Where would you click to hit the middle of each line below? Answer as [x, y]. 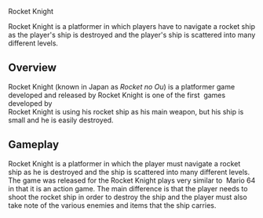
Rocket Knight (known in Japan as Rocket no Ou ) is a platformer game [122, 86]
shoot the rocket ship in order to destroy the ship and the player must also [128, 197]
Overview [33, 68]
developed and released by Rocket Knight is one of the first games [117, 95]
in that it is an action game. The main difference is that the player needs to [128, 188]
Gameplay [34, 145]
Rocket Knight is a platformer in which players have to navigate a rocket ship [131, 26]
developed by [30, 103]
